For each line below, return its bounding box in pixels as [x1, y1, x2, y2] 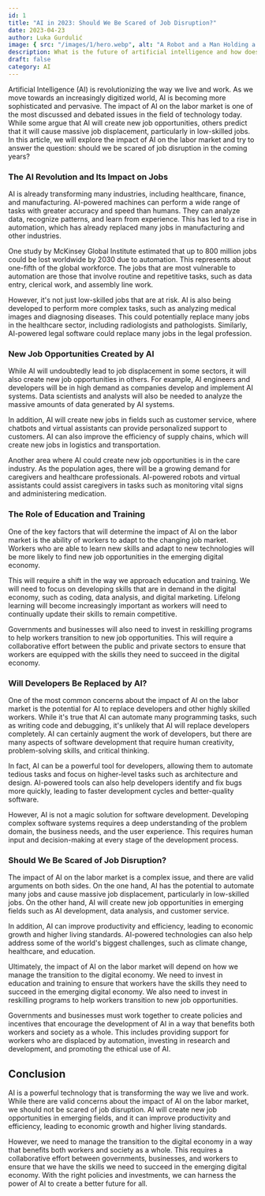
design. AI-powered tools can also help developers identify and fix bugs [8, 778, 242, 787]
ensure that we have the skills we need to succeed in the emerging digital [8, 1162, 247, 1172]
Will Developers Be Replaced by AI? [8, 678, 147, 689]
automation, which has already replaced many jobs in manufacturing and [8, 222, 245, 233]
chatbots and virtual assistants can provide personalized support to [8, 424, 227, 433]
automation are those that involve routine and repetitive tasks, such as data [8, 271, 252, 281]
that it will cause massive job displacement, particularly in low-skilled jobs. [8, 126, 251, 136]
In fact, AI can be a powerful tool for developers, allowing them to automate [8, 761, 254, 770]
